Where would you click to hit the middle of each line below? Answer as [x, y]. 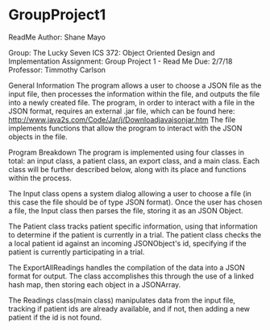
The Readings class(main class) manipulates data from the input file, [122, 300]
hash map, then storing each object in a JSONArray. [95, 284]
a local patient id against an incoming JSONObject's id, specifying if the [128, 243]
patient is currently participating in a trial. [77, 252]
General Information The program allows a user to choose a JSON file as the [135, 85]
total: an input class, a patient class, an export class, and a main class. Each [134, 161]
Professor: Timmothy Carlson [57, 69]
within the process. [40, 178]
